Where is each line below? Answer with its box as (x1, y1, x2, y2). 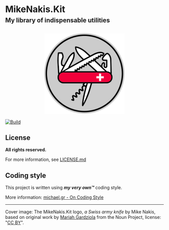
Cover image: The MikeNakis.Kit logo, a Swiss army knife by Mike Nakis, (5, 209, 156, 215)
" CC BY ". (5, 219, 24, 225)
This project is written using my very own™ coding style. (5, 185, 122, 191)
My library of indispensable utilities (5, 16, 110, 25)
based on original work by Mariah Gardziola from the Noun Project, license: (5, 214, 161, 220)
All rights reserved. (5, 147, 47, 153)
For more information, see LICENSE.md (5, 156, 87, 162)
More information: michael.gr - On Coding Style (5, 194, 104, 200)
